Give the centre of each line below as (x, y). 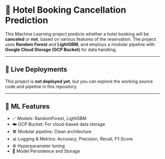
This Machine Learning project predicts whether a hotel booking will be (77, 34)
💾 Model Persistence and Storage (46, 151)
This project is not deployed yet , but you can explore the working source (79, 81)
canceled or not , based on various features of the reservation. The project (81, 39)
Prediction (27, 20)
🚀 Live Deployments (36, 70)
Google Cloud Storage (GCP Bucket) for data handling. (61, 49)
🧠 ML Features (27, 106)
